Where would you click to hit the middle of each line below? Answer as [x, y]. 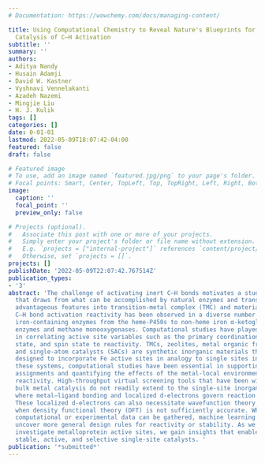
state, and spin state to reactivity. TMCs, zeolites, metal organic [132, 344]
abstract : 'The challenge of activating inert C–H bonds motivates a [125, 293]
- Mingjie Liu [32, 103]
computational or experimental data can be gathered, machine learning [136, 418]
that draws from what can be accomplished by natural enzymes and [127, 301]
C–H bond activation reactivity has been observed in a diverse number [136, 315]
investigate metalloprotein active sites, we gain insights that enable [137, 432]
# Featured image [37, 169]
